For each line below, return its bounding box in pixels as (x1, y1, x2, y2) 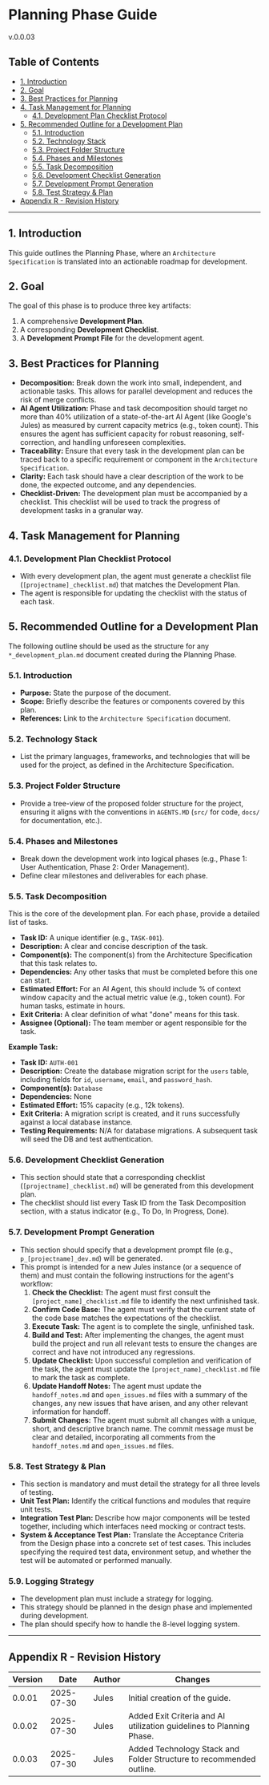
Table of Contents (8, 55, 100, 69)
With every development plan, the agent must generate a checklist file (19, 571, 251, 580)
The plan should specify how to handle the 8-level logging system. (19, 1619, 240, 1629)
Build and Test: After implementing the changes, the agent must (31, 1330, 244, 1339)
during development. (19, 1611, 90, 1621)
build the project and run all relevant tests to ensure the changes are (31, 1339, 258, 1348)
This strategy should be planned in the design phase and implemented (19, 1602, 253, 1612)
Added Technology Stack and (127, 1743, 240, 1755)
